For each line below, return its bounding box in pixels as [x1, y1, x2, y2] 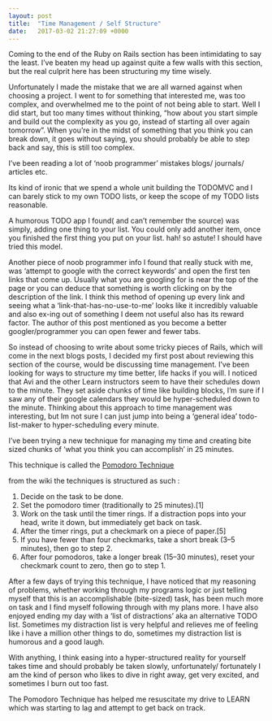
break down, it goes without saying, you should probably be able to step [8, 134, 250, 144]
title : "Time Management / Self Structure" [8, 20, 162, 28]
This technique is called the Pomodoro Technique [8, 460, 175, 470]
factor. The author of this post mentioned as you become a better [8, 318, 227, 328]
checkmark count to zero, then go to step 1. [19, 561, 166, 571]
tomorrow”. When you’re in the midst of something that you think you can [8, 125, 253, 135]
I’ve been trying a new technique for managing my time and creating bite [8, 436, 252, 445]
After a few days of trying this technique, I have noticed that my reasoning [8, 576, 257, 586]
